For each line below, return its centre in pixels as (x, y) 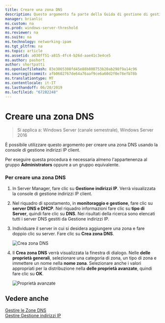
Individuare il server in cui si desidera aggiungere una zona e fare (78, 228)
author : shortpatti (25, 65)
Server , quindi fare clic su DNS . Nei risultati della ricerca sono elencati (84, 213)
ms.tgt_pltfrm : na (24, 46)
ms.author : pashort (25, 60)
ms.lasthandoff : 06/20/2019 (34, 87)
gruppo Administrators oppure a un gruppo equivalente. (62, 165)
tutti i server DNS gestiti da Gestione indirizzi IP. (61, 219)
